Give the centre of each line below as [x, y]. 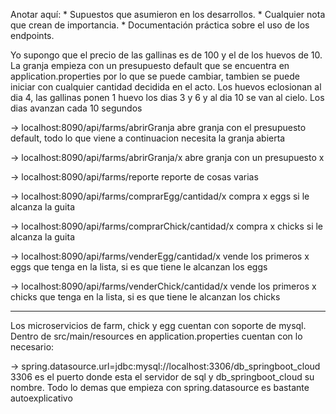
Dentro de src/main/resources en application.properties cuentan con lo [156, 336]
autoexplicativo [41, 398]
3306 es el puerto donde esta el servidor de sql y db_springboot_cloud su [162, 377]
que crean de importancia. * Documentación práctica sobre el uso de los [160, 25]
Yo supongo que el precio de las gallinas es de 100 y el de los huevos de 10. [166, 55]
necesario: [32, 347]
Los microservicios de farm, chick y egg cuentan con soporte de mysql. [158, 325]
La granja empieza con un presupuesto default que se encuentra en [150, 65]
